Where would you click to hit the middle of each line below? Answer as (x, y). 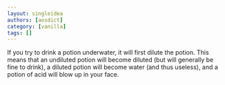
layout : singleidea (35, 13)
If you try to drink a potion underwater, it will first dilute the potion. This (108, 53)
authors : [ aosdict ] (35, 20)
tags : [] (20, 33)
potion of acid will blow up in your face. (63, 75)
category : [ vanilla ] (37, 26)
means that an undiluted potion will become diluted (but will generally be (110, 60)
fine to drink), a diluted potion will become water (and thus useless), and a (113, 67)
